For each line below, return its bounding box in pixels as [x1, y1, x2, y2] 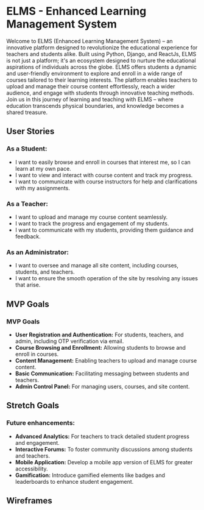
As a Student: [6, 144, 47, 153]
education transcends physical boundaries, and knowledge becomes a [6, 102, 184, 109]
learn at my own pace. [15, 165, 71, 172]
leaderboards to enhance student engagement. [15, 478, 134, 485]
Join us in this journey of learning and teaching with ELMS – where [6, 96, 174, 103]
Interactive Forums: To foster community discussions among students [15, 445, 193, 453]
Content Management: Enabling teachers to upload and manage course [15, 356, 197, 364]
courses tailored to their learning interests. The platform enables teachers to [6, 76, 198, 83]
